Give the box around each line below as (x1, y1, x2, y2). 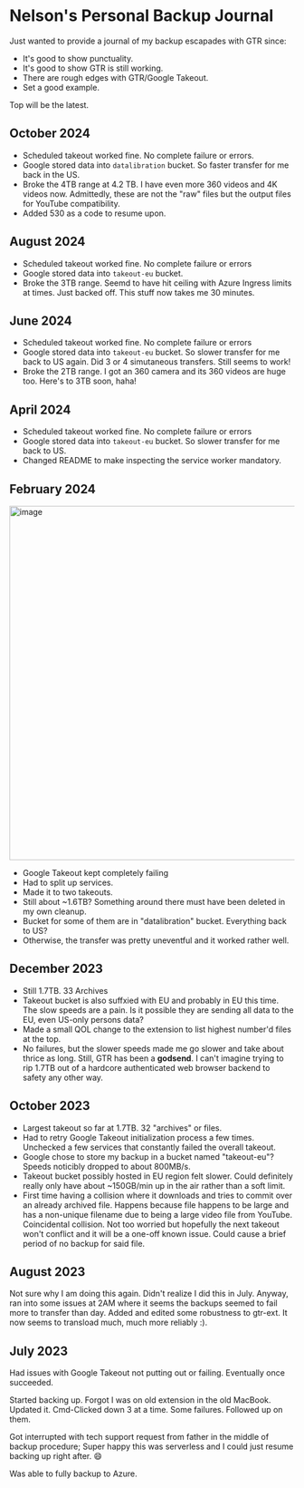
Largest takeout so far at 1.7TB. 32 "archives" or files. (22, 1122, 223, 1133)
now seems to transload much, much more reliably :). (9, 1317, 208, 1328)
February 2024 (9, 481, 97, 497)
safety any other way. (22, 1072, 104, 1083)
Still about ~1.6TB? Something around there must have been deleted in (22, 897, 286, 907)
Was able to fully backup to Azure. (9, 1468, 138, 1479)
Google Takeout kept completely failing (22, 868, 169, 878)
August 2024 (9, 234, 86, 249)
